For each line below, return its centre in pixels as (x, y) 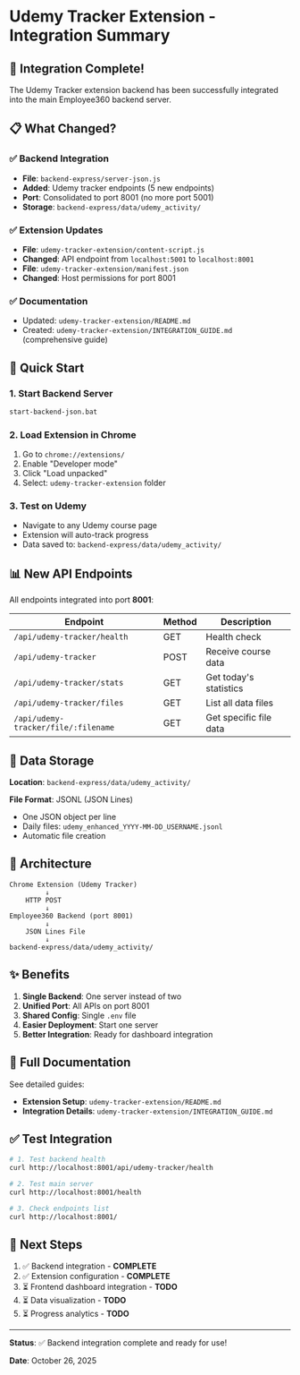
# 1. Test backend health (57, 1160)
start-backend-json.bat (54, 412)
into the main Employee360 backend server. (91, 99)
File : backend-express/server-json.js (91, 178)
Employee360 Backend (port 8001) (71, 916)
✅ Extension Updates (56, 230)
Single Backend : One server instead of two (102, 996)
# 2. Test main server (51, 1184)
